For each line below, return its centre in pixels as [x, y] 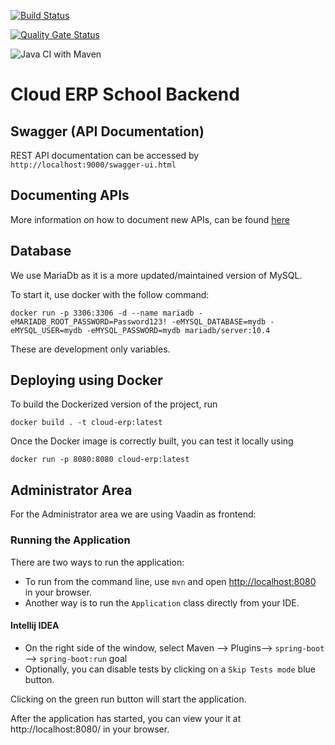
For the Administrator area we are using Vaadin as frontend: [133, 514]
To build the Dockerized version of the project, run [114, 404]
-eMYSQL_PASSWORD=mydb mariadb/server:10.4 [178, 330]
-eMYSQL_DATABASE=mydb [219, 321]
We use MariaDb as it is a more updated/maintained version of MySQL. [156, 275]
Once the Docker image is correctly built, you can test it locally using [152, 441]
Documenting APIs [70, 195]
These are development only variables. [90, 349]
